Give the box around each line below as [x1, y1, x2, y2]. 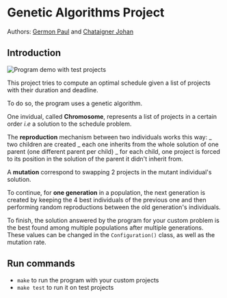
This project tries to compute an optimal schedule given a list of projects [7, 79, 211, 87]
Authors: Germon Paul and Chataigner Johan [7, 27, 134, 36]
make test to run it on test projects [16, 283, 114, 291]
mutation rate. [7, 238, 46, 246]
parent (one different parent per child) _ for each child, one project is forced [7, 147, 221, 155]
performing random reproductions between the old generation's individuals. [7, 203, 221, 211]
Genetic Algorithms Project [7, 5, 165, 21]
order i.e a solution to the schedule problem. [7, 120, 132, 128]
